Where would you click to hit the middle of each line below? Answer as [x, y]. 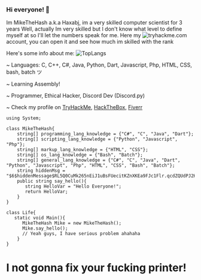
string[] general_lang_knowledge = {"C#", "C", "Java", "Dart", [99, 160]
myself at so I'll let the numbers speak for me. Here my [74, 35]
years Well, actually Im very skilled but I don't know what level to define [94, 29]
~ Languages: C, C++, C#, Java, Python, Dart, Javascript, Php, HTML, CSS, [99, 65]
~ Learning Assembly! [33, 84]
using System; [24, 118]
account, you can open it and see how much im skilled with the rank [90, 42]
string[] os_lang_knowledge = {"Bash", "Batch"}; [80, 155]
